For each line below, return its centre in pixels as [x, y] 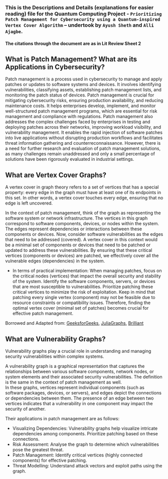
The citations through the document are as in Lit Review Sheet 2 [73, 43]
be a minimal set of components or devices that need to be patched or [78, 245]
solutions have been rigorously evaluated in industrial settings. [70, 159]
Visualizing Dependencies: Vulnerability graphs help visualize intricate [85, 428]
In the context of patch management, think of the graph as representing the [83, 213]
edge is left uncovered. [29, 203]
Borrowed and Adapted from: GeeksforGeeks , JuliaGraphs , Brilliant [74, 323]
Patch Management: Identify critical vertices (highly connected [77, 455]
